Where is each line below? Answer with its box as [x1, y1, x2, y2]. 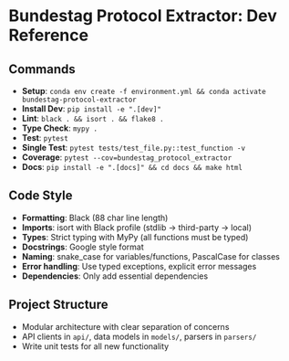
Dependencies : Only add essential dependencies [21, 271, 209, 281]
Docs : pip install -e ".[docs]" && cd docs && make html [21, 162, 243, 172]
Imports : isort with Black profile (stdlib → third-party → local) [21, 221, 253, 233]
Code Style [8, 188, 73, 204]
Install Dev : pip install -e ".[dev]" [21, 103, 161, 114]
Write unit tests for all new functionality [21, 340, 170, 352]
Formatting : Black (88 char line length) [21, 212, 169, 223]
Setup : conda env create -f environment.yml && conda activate [21, 86, 266, 96]
